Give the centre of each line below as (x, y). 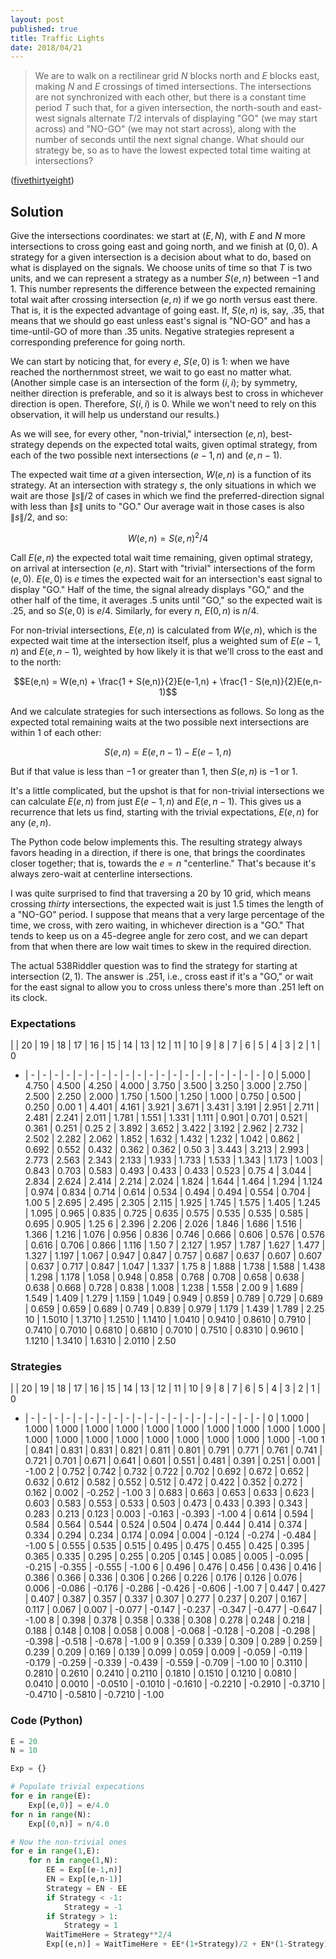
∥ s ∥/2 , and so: (39, 517)
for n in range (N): (51, 1814)
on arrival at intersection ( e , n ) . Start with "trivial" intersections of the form (163, 568)
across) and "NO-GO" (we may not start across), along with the (165, 129)
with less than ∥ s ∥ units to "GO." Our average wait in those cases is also (157, 507)
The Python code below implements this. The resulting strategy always (156, 842)
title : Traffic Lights (57, 38)
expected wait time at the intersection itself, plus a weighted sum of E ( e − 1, (166, 640)
